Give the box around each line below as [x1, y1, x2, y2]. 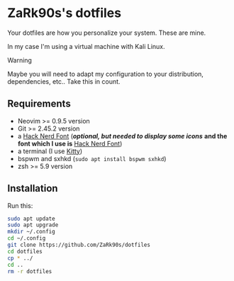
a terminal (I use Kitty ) [17, 147, 83, 155]
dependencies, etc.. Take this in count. [7, 77, 121, 86]
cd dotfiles [7, 248, 43, 255]
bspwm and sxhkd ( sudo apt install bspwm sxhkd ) [17, 154, 167, 162]
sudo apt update [7, 215, 55, 222]
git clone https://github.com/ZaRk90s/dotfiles [7, 241, 151, 249]
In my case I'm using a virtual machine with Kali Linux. [7, 42, 165, 50]
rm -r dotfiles [7, 268, 52, 275]
